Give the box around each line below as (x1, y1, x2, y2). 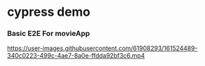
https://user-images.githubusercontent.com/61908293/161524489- (7, 44, 198, 52)
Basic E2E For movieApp (7, 29, 91, 38)
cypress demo (7, 4, 91, 20)
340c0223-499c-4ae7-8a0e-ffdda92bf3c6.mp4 (7, 52, 145, 60)
